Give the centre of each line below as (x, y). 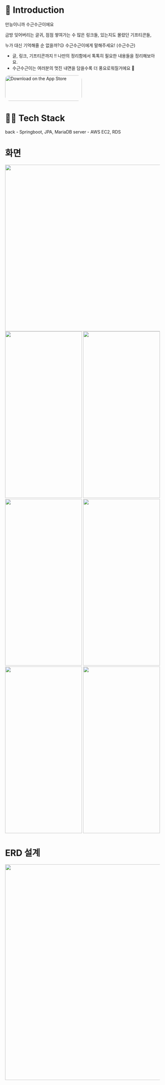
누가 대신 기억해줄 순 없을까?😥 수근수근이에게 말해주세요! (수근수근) (70, 45)
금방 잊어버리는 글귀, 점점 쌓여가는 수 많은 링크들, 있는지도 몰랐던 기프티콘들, (78, 35)
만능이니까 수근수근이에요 (29, 24)
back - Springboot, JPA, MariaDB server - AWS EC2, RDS (63, 132)
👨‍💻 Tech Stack (35, 118)
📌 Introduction (35, 10)
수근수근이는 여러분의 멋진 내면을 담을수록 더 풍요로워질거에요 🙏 (73, 68)
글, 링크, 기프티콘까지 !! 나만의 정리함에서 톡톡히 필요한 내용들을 (73, 56)
